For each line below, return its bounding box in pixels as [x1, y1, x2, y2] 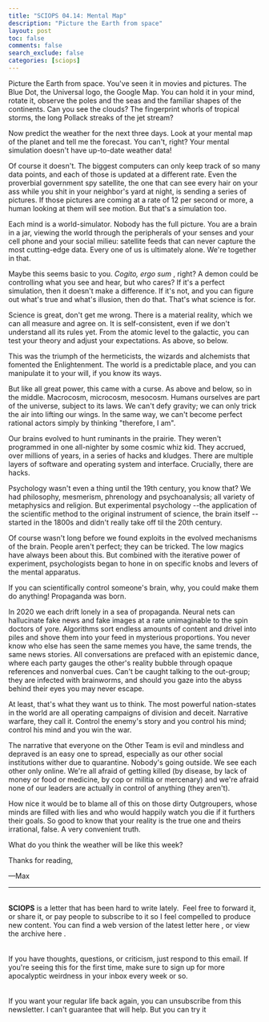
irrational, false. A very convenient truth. [8, 824, 142, 834]
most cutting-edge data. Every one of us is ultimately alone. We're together [8, 244, 257, 254]
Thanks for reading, [8, 855, 74, 865]
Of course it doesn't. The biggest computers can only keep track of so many [8, 161, 260, 170]
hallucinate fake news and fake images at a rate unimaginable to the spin [8, 615, 248, 625]
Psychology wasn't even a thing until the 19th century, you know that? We [8, 483, 251, 493]
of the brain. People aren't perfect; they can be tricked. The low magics [8, 542, 244, 551]
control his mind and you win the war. [8, 725, 132, 734]
